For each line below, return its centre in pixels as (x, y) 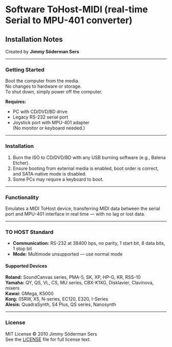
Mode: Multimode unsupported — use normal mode (68, 254)
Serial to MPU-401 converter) (69, 20)
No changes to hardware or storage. (44, 86)
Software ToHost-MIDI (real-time (77, 9)
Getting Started (25, 69)
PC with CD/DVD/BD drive (40, 112)
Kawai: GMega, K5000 (29, 294)
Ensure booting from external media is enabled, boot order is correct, (86, 168)
